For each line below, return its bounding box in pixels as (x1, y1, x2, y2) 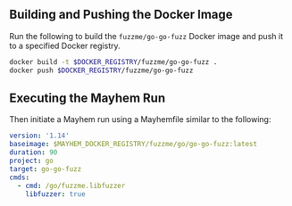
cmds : (9, 173, 29, 182)
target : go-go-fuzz (9, 164, 82, 173)
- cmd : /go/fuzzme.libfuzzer (17, 181, 126, 190)
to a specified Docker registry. (9, 40, 121, 51)
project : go (9, 156, 54, 165)
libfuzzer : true (25, 189, 87, 199)
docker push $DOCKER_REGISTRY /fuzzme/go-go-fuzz (9, 66, 194, 75)
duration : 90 (9, 148, 58, 157)
